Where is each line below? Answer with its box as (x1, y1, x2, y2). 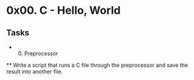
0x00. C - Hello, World (6, 4, 121, 17)
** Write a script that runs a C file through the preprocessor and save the (6, 61, 189, 69)
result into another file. (6, 68, 63, 75)
